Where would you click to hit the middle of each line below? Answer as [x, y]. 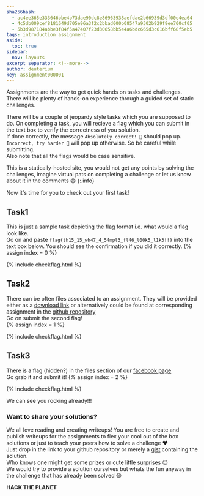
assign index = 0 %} [32, 253]
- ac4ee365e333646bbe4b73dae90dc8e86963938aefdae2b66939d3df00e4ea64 [102, 18]
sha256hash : [21, 12]
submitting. [20, 149]
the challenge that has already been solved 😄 [64, 475]
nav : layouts [28, 58]
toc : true [24, 47]
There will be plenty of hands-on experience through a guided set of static [100, 99]
